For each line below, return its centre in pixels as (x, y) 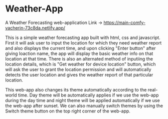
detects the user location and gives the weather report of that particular (79, 74)
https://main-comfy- (125, 22)
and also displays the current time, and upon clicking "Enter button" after (81, 48)
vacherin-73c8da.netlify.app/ (35, 27)
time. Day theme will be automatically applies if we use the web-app (88, 95)
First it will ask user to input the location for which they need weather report (83, 42)
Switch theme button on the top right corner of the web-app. (68, 111)
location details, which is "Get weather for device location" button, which (81, 64)
